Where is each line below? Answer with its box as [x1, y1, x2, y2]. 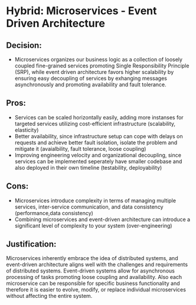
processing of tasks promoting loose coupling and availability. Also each [6, 274, 182, 281]
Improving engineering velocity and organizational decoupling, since [14, 151, 182, 158]
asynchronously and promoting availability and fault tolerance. [14, 81, 166, 88]
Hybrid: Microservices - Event [6, 4, 157, 18]
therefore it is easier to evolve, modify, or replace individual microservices [6, 286, 186, 293]
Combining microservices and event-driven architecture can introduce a [14, 216, 191, 223]
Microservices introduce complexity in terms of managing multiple [14, 197, 176, 204]
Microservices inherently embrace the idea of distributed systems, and [6, 255, 178, 262]
